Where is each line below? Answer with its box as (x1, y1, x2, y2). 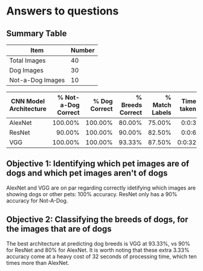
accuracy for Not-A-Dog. (6, 197, 68, 204)
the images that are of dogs (6, 224, 112, 234)
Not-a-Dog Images (9, 76, 65, 84)
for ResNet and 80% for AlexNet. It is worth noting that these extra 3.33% (6, 246, 190, 253)
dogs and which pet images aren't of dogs (6, 168, 168, 179)
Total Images (9, 56, 47, 65)
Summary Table (6, 28, 67, 39)
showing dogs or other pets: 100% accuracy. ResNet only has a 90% (6, 190, 178, 197)
